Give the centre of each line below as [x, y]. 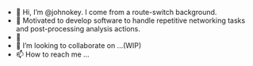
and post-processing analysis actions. [78, 29]
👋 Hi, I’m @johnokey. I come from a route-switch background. [116, 12]
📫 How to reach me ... [52, 54]
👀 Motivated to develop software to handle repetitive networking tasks [130, 20]
